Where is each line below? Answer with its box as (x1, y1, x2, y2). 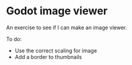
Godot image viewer (6, 4, 108, 18)
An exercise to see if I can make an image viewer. (6, 24, 127, 31)
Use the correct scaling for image (14, 47, 97, 54)
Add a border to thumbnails (14, 53, 82, 60)
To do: (6, 35, 22, 42)
